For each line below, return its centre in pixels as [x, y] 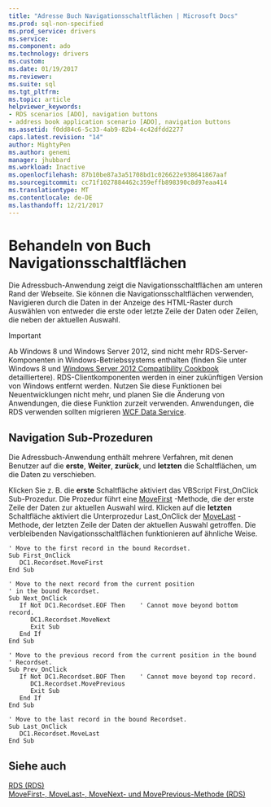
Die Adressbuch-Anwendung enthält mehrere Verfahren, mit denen [121, 458]
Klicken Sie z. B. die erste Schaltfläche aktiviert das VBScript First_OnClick [133, 490]
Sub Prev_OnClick [38, 670]
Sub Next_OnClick [38, 599]
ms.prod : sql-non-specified [56, 24]
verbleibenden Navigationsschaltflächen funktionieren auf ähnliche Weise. [133, 533]
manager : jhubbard [39, 160]
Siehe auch [37, 766]
